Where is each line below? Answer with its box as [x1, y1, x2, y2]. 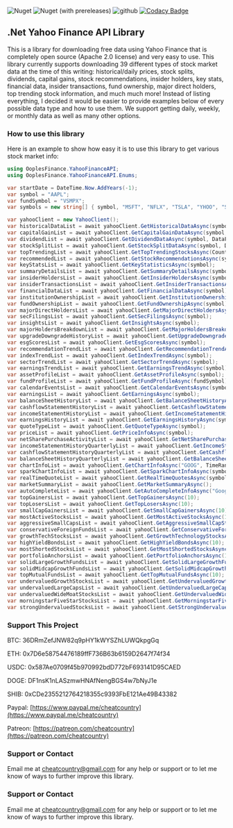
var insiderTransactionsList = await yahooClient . [7, 281, 157, 288]
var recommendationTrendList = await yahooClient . [7, 345, 157, 352]
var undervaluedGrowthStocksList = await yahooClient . [7, 578, 169, 585]
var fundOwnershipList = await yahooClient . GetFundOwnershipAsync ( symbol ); [7, 300, 231, 307]
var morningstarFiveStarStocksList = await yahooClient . [7, 597, 175, 604]
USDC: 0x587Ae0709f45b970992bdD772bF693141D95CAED [7, 663, 182, 672]
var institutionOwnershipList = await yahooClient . [7, 294, 159, 301]
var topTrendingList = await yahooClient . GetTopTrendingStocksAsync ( [7, 249, 213, 256]
